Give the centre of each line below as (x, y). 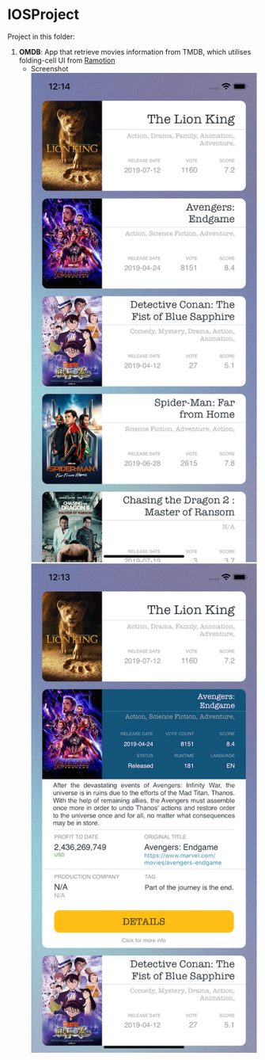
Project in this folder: (42, 36)
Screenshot (49, 68)
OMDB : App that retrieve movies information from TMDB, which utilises (135, 51)
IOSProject (44, 15)
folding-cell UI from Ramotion (67, 60)
